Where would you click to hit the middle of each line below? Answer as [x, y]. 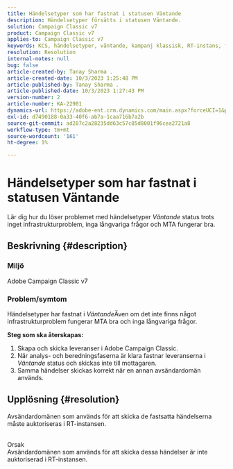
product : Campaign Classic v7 [51, 33]
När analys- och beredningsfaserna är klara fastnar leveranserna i [111, 356]
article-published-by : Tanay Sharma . [63, 85]
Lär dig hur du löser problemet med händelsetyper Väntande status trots [111, 217]
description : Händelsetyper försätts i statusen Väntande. [94, 20]
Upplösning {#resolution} [63, 400]
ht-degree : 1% [28, 143]
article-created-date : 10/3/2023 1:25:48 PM [72, 78]
